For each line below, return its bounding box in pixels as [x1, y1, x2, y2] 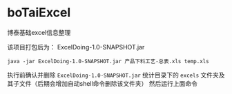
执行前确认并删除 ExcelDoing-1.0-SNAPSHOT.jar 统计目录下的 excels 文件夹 [7, 71, 219, 79]
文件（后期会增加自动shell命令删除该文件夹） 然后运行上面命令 [19, 79, 198, 87]
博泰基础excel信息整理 [7, 28, 71, 36]
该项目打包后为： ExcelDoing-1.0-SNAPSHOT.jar [7, 43, 145, 51]
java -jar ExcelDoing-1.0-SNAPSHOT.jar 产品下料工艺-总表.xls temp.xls [7, 58, 209, 64]
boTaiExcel [7, 5, 71, 21]
